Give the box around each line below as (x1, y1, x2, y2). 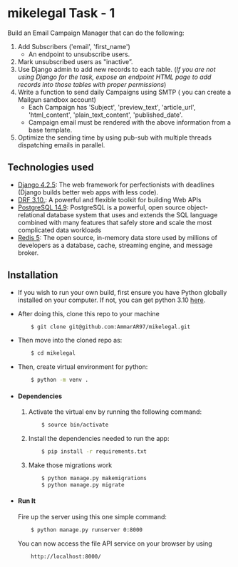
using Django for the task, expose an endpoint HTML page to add (17, 73, 212, 81)
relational (17, 210, 46, 219)
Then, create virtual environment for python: (17, 363, 148, 371)
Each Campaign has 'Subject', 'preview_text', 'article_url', (28, 103, 196, 111)
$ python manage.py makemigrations (41, 475, 148, 482)
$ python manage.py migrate (41, 482, 125, 489)
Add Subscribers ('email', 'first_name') (17, 42, 130, 51)
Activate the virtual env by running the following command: (28, 407, 202, 416)
